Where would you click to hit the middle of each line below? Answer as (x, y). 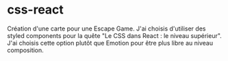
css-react (35, 10)
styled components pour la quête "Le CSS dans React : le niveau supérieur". (115, 35)
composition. (26, 50)
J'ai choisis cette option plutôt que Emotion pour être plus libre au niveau (110, 43)
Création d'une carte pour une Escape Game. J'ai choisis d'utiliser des (106, 28)
